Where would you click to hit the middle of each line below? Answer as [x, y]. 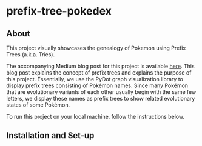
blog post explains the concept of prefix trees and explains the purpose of [99, 73]
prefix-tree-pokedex [59, 11]
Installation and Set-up [50, 135]
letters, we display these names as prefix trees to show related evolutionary [101, 98]
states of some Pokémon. [38, 105]
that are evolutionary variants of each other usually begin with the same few [101, 92]
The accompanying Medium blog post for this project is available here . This [101, 66]
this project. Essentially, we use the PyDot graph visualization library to [95, 79]
